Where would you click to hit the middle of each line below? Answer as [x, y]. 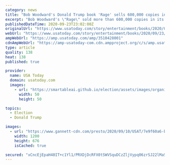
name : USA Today [27, 76]
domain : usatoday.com [33, 80]
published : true [22, 62]
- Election [21, 113]
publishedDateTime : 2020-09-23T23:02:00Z [50, 24]
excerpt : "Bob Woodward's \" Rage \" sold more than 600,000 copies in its [85, 19]
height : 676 [27, 141]
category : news [21, 10]
